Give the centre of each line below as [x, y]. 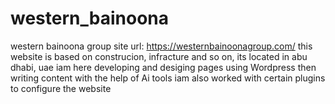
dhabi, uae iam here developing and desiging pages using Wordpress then [163, 67]
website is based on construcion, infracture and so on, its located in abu [159, 56]
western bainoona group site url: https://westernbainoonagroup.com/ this [161, 46]
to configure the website [61, 88]
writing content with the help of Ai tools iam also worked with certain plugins [168, 78]
